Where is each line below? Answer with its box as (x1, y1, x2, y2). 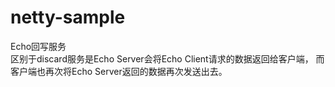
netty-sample (10, 6, 126, 29)
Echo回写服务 (10, 40, 67, 52)
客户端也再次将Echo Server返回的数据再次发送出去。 (10, 65, 228, 77)
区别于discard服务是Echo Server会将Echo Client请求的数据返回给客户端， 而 (10, 52, 325, 65)
